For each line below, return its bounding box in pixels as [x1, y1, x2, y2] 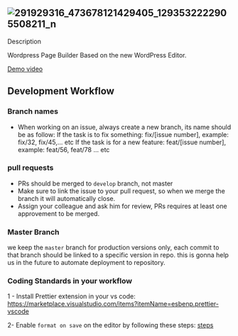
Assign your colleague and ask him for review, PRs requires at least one [17, 202, 227, 210]
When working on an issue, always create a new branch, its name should [17, 122, 232, 131]
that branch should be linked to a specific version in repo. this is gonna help [7, 251, 229, 259]
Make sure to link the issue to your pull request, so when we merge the [17, 186, 225, 195]
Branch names [7, 107, 59, 116]
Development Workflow [7, 85, 115, 97]
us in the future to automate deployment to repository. [7, 259, 166, 267]
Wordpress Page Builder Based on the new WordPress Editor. [7, 50, 187, 59]
